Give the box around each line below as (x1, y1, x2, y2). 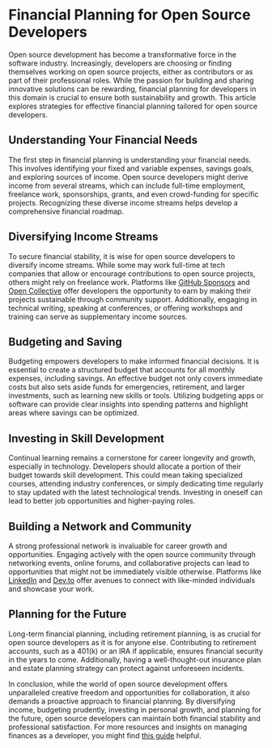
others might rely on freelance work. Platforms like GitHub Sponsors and (8, 277, 250, 287)
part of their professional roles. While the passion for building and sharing (8, 75, 254, 85)
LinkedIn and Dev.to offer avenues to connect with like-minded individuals (8, 576, 256, 584)
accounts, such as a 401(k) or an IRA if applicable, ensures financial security (8, 646, 263, 656)
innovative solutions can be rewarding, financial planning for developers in (8, 83, 257, 94)
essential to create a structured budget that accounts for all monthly (8, 365, 236, 375)
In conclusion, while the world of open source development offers (8, 678, 228, 689)
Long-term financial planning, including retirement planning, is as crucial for (8, 629, 261, 639)
